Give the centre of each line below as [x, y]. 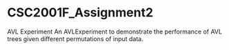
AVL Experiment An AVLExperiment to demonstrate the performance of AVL [115, 32]
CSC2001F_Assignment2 [80, 13]
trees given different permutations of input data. [75, 38]
